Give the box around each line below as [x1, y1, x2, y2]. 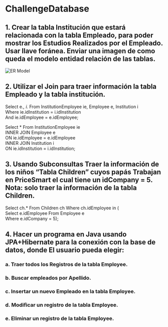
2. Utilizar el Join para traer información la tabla [5, 83, 157, 91]
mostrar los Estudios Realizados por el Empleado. [5, 39, 163, 47]
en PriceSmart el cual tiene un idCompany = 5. [5, 176, 153, 184]
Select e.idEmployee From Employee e [5, 210, 85, 216]
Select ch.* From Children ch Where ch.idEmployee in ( [5, 205, 119, 211]
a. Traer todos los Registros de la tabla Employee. [5, 261, 128, 268]
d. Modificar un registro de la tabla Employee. [5, 301, 118, 308]
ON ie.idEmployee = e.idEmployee [5, 134, 76, 141]
